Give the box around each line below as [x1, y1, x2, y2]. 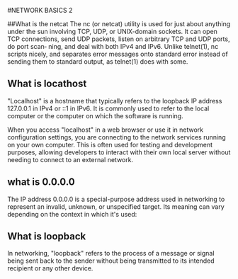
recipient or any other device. [7, 264, 93, 273]
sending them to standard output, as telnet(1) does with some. [7, 57, 188, 66]
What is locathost [7, 78, 87, 90]
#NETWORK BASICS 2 [7, 6, 73, 14]
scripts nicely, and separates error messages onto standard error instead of [7, 50, 228, 58]
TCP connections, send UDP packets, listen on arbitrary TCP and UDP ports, [7, 35, 230, 43]
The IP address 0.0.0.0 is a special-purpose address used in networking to [7, 195, 225, 203]
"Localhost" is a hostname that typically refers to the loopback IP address [7, 96, 222, 105]
